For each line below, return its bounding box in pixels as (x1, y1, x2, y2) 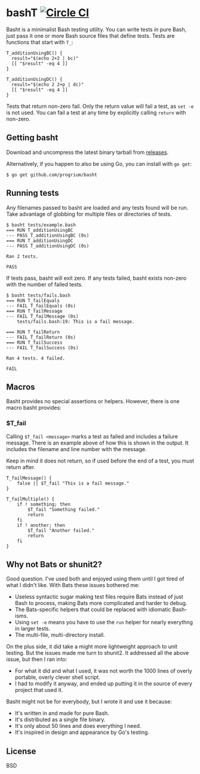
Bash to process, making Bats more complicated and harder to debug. (14, 600, 187, 607)
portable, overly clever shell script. (14, 674, 100, 681)
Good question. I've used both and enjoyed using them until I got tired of (6, 575, 184, 582)
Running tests (6, 188, 60, 198)
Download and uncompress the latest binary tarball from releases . (6, 149, 169, 156)
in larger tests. (14, 625, 51, 632)
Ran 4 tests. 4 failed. (6, 355, 66, 361)
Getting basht (6, 132, 59, 143)
